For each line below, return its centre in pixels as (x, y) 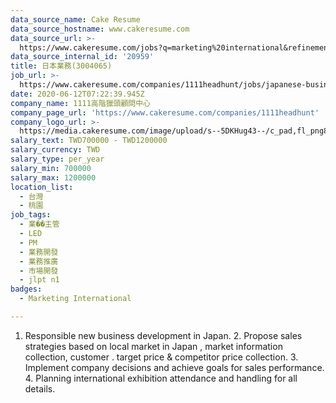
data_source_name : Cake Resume (75, 19)
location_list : (42, 187)
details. (40, 388)
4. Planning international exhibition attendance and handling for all (161, 378)
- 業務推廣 (39, 261)
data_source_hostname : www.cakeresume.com (100, 29)
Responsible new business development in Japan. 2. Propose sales (163, 335)
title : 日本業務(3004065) (61, 66)
